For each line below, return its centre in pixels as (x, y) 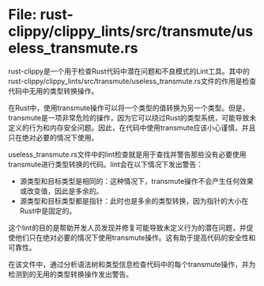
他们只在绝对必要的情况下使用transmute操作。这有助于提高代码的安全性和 (135, 237)
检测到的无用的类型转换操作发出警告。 (70, 274)
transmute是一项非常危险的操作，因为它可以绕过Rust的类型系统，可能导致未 (132, 117)
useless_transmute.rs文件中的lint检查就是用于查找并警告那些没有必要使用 (127, 154)
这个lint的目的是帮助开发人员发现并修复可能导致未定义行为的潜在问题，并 (127, 227)
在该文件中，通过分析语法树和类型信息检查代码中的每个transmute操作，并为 (132, 264)
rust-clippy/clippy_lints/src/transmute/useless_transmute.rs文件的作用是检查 (132, 81)
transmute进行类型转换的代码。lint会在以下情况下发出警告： (106, 164)
